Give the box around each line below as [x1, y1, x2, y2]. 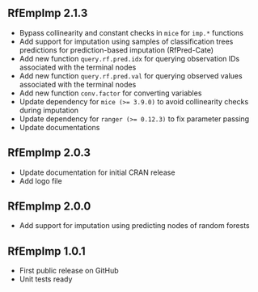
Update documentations [19, 122, 100, 132]
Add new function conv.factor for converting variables [19, 88, 202, 98]
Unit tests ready [19, 274, 73, 284]
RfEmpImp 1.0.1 [7, 244, 86, 258]
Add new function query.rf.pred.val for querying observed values [19, 70, 243, 80]
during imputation [19, 105, 78, 115]
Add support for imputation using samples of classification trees [19, 36, 234, 46]
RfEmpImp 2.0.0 [7, 200, 91, 214]
